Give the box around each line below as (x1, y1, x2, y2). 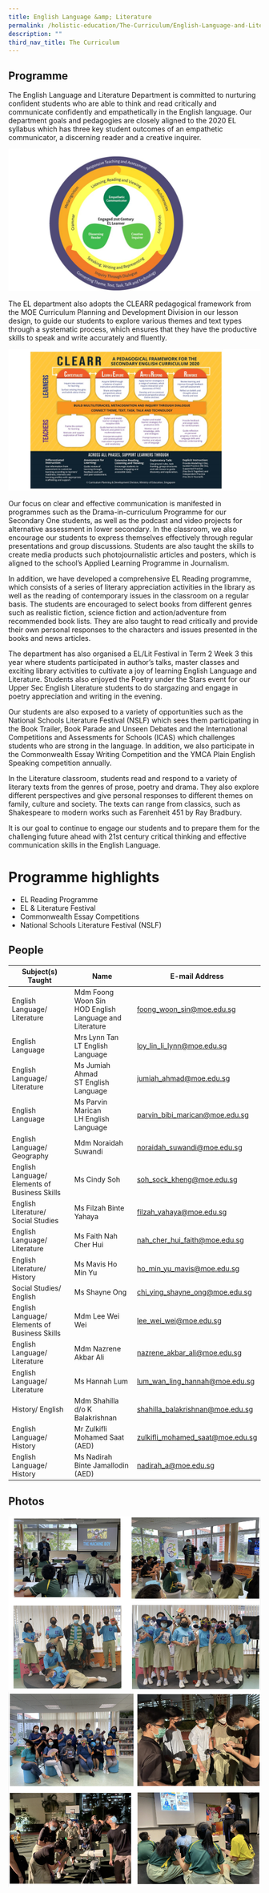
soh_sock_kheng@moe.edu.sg (136, 1174, 238, 1185)
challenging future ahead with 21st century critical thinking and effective (8, 832, 247, 841)
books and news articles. (8, 634, 91, 643)
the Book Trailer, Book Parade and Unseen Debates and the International (8, 724, 248, 734)
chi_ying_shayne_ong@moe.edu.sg (136, 1287, 252, 1297)
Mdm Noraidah (74, 1138, 124, 1148)
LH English (74, 1114, 110, 1124)
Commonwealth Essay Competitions (19, 912, 140, 921)
